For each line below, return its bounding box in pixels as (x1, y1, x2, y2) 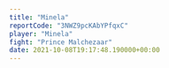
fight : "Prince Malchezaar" (9, 37, 113, 47)
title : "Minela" (9, 12, 69, 22)
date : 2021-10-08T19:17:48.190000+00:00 (9, 46, 161, 55)
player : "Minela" (9, 29, 73, 38)
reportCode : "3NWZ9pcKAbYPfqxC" (9, 21, 128, 30)
